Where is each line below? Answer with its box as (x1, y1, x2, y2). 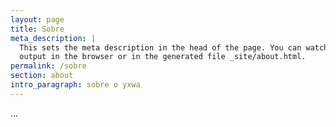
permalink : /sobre (10, 61, 87, 71)
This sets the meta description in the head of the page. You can (19, 42, 302, 53)
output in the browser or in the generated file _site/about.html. (19, 52, 307, 62)
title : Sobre (10, 24, 65, 34)
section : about (10, 71, 74, 81)
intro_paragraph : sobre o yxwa (10, 80, 141, 90)
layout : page (10, 14, 65, 25)
